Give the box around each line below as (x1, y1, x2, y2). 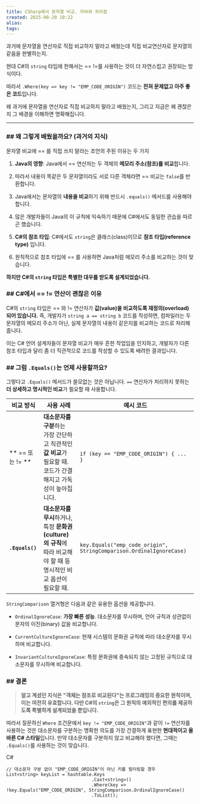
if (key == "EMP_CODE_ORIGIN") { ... (79, 450, 187, 458)
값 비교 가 (43, 449, 67, 457)
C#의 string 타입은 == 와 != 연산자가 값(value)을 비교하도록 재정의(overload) (6, 304, 189, 311)
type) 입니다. (14, 240, 46, 248)
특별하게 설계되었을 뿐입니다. (32, 707, 99, 714)
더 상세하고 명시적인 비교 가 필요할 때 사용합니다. (6, 386, 117, 393)
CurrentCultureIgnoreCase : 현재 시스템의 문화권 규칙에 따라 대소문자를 (14, 633, 180, 640)
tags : (6, 25, 20, 32)
